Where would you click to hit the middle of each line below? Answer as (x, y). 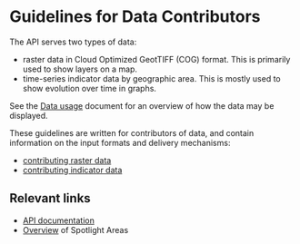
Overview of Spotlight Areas (75, 229)
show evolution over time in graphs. (90, 88)
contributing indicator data (72, 170)
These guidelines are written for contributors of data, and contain (132, 132)
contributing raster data (67, 160)
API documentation (59, 220)
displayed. (29, 115)
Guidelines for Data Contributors (135, 17)
